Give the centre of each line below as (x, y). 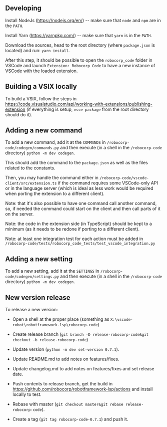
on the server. (19, 214)
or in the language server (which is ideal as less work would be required (79, 188)
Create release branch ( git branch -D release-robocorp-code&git (80, 334)
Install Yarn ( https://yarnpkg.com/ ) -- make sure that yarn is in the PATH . (79, 35)
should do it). (19, 114)
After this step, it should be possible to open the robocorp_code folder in (79, 60)
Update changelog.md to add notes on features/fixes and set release (83, 369)
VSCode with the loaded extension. (41, 71)
